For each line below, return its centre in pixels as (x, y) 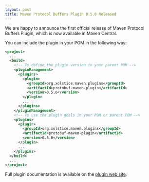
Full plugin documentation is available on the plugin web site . (66, 174)
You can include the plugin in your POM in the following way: (66, 42)
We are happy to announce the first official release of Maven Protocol (75, 28)
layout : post (18, 10)
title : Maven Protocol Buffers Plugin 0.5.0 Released (61, 14)
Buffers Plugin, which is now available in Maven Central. (61, 33)
